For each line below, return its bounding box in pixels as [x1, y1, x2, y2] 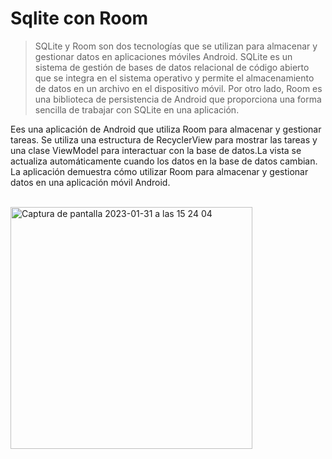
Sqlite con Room [10, 7, 149, 30]
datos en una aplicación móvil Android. [10, 176, 171, 188]
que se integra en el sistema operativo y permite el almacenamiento [34, 72, 315, 84]
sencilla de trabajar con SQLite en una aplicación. [34, 103, 240, 116]
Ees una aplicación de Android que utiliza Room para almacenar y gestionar [10, 123, 322, 135]
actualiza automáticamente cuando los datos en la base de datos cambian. [10, 155, 318, 167]
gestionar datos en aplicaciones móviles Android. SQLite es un [34, 50, 293, 62]
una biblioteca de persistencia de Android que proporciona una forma [34, 93, 322, 105]
